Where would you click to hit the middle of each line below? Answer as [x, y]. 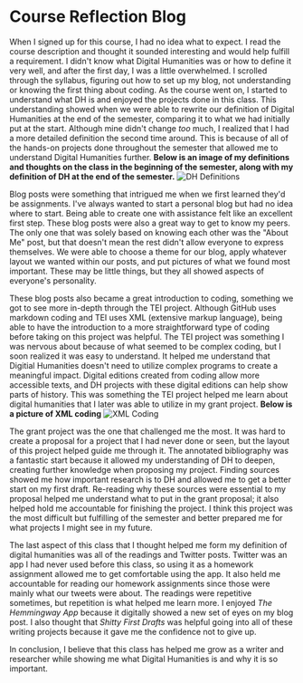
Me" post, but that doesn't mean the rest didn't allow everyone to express [147, 242]
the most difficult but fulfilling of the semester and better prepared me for [146, 517]
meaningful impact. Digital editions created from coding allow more [135, 375]
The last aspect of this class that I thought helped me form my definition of [148, 544]
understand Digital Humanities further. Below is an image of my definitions [150, 157]
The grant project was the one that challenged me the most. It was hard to [147, 431]
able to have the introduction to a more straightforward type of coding [139, 327]
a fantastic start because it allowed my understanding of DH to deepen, [142, 460]
